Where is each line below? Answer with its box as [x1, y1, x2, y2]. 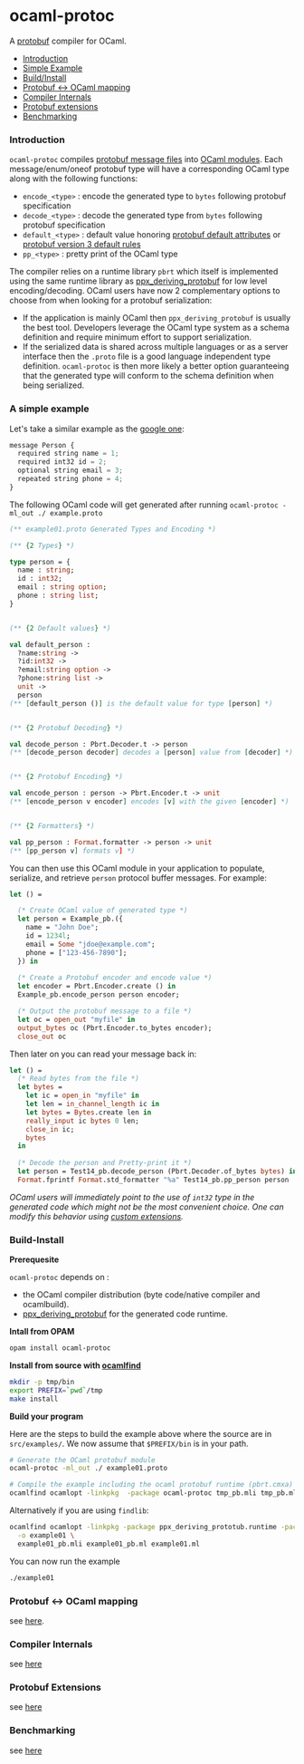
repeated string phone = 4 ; [17, 475, 124, 484]
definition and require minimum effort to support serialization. [22, 332, 252, 342]
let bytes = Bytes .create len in [25, 1107, 152, 1117]
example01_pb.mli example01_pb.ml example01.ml [17, 1539, 201, 1548]
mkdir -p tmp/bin [9, 1377, 75, 1386]
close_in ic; [25, 1124, 75, 1133]
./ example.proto [37, 508, 103, 517]
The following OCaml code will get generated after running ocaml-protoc [9, 499, 279, 510]
